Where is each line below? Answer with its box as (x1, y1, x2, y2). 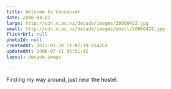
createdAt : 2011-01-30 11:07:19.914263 (6, 43, 108, 49)
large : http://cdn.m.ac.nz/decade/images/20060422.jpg (6, 20, 149, 26)
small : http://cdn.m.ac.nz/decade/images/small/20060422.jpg (6, 25, 166, 32)
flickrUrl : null (6, 31, 48, 38)
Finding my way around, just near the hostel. (6, 76, 118, 83)
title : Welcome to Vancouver (6, 8, 81, 15)
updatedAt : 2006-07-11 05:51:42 (6, 48, 89, 54)
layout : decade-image (6, 54, 62, 60)
